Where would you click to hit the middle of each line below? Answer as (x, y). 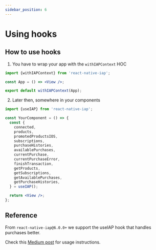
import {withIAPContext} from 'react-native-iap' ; (58, 73)
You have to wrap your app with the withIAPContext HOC (69, 64)
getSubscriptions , (33, 173)
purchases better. (23, 232)
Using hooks (31, 34)
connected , (25, 127)
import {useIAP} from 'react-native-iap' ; (49, 109)
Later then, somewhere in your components (56, 100)
